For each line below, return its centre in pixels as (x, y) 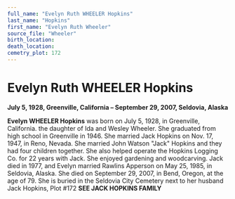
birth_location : (31, 40)
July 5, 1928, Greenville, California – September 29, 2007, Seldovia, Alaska (118, 107)
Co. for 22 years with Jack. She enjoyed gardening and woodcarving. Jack (115, 158)
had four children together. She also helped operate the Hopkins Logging (113, 150)
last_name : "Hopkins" (39, 20)
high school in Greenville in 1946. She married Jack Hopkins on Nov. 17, (110, 136)
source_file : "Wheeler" (42, 33)
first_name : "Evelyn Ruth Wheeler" (59, 27)
